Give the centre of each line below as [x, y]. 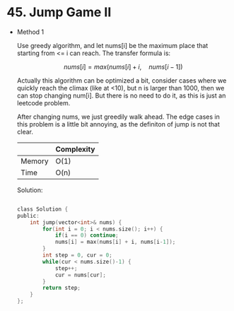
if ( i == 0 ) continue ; [87, 235]
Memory [34, 161]
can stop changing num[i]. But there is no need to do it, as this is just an [121, 95]
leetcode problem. [43, 102]
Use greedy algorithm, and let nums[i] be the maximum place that [112, 45]
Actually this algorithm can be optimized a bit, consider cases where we [122, 80]
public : [28, 216]
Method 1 [30, 32]
